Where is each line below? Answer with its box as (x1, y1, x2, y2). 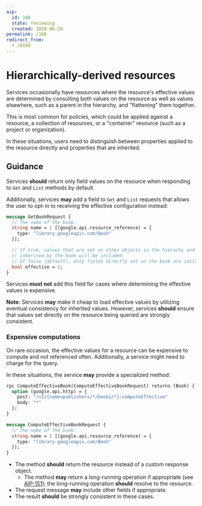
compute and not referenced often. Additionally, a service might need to (6, 353, 185, 360)
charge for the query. (6, 359, 59, 367)
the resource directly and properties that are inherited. (6, 144, 141, 151)
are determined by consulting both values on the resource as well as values (6, 95, 194, 102)
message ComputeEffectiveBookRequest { (6, 421, 106, 428)
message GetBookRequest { (6, 214, 71, 220)
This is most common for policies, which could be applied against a (6, 113, 173, 120)
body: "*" (17, 400, 42, 406)
